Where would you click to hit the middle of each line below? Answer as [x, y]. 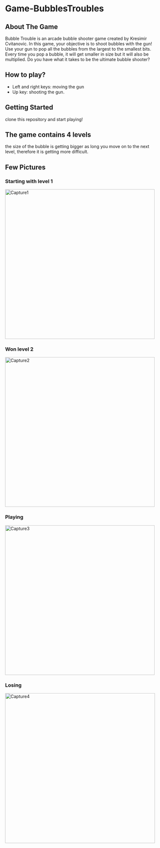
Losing [13, 685]
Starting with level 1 [29, 181]
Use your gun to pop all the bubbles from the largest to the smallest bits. [78, 49]
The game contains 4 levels [48, 135]
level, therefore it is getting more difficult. [47, 152]
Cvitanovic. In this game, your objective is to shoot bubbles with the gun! [79, 44]
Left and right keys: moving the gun [48, 87]
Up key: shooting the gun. [38, 92]
